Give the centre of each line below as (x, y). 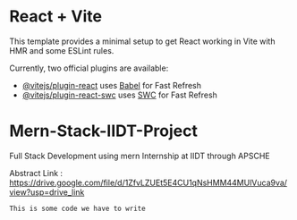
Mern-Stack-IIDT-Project (104, 131)
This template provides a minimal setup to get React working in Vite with (142, 41)
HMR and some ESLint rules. (62, 50)
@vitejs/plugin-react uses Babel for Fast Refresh (112, 85)
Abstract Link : (36, 173)
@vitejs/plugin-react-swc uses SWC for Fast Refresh (119, 95)
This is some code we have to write (77, 208)
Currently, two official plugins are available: (89, 68)
